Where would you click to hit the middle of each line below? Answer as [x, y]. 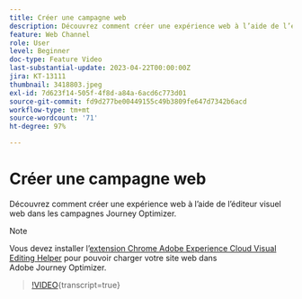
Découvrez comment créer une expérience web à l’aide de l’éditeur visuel [145, 204]
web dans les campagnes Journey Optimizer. [93, 213]
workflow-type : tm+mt [50, 110]
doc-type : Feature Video [56, 59]
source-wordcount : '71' [54, 118]
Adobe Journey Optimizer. [58, 267]
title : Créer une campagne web [68, 18]
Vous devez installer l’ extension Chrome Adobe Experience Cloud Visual [143, 248]
